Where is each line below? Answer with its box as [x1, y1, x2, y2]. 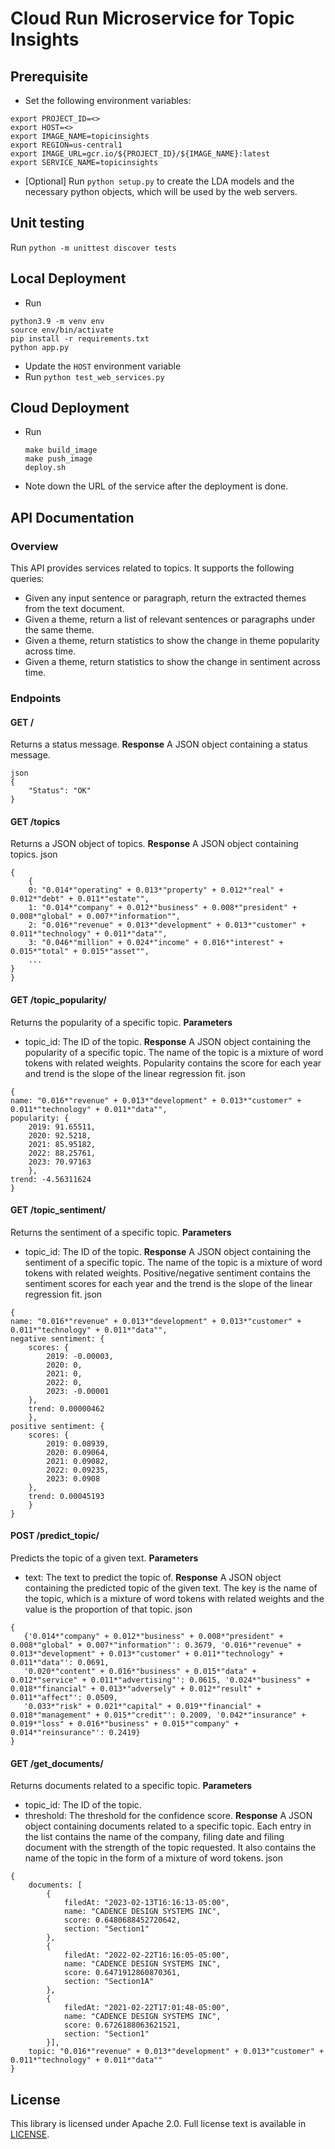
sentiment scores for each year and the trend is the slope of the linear [24, 1277, 313, 1289]
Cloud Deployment [10, 400, 130, 417]
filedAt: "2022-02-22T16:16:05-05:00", [63, 1950, 230, 1961]
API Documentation [10, 509, 135, 526]
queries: [10, 573, 45, 585]
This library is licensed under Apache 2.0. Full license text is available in [10, 2118, 307, 2130]
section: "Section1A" [63, 1977, 155, 1987]
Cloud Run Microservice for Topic [10, 7, 295, 30]
